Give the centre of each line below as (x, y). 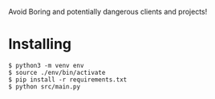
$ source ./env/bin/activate (57, 72)
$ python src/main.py (45, 87)
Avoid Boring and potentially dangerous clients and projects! (108, 12)
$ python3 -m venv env (46, 65)
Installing (40, 44)
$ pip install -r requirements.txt (68, 80)
